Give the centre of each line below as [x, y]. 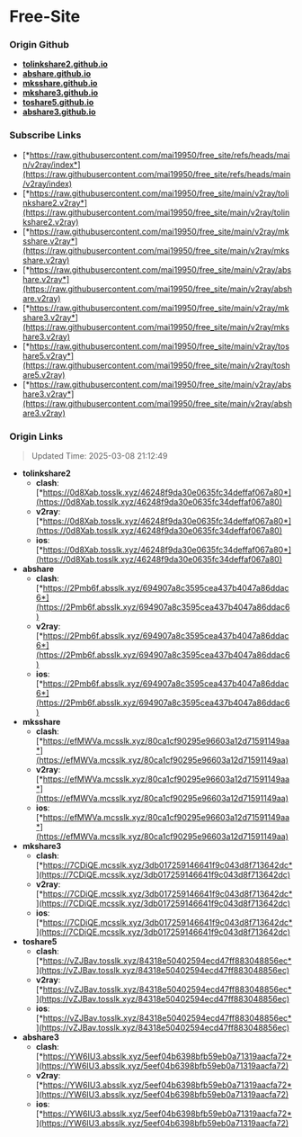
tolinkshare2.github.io [65, 64]
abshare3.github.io [59, 112]
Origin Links [36, 436]
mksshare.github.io [60, 84]
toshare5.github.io [58, 103]
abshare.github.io [57, 74]
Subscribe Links [45, 135]
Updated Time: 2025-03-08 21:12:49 [99, 456]
